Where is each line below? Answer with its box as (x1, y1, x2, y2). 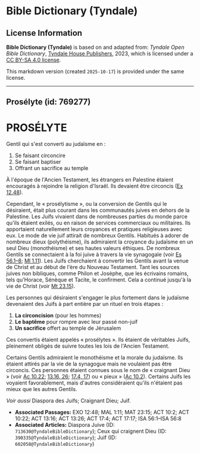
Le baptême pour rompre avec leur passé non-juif (14, 318, 138, 326)
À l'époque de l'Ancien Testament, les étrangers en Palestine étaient (6, 176, 174, 183)
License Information (6, 28, 82, 38)
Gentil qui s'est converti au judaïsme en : (6, 140, 106, 148)
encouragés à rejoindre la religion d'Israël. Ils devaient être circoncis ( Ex (6, 183, 183, 190)
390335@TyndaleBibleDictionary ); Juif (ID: (14, 434, 117, 441)
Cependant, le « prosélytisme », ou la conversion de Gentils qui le (6, 201, 167, 208)
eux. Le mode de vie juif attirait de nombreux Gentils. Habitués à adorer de (6, 232, 189, 239)
